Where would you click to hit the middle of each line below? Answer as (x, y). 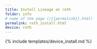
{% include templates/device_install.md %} (48, 41)
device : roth (18, 28)
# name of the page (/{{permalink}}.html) (49, 18)
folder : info (18, 14)
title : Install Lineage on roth (38, 9)
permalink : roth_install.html (36, 23)
